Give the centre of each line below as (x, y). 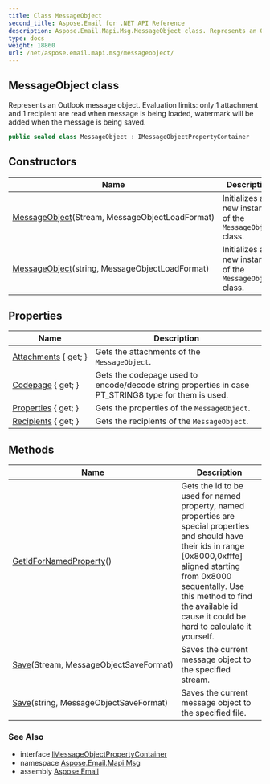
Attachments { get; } (50, 357)
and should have (212, 537)
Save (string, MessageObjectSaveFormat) (90, 703)
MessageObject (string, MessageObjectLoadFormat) (111, 268)
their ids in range (213, 546)
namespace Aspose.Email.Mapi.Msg (80, 763)
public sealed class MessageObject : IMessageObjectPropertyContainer (129, 137)
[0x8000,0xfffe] (212, 557)
